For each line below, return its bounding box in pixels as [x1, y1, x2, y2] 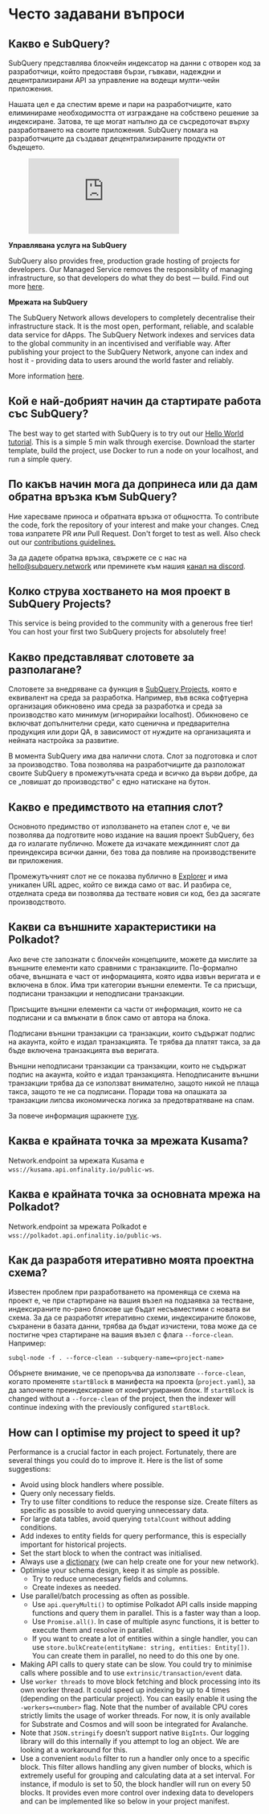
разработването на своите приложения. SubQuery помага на [8, 126, 218, 134]
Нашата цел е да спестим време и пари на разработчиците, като [8, 100, 232, 109]
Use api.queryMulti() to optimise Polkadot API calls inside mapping [31, 1600, 258, 1609]
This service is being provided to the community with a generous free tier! [8, 618, 254, 628]
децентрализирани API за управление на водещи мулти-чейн [8, 76, 220, 85]
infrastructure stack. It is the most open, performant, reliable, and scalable [8, 321, 255, 331]
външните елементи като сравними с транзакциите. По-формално [8, 963, 238, 973]
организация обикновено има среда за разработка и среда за [8, 701, 223, 711]
